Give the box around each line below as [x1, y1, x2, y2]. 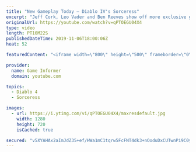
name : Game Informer [11, 68, 61, 74]
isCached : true [16, 127, 54, 133]
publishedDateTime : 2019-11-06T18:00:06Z [6, 36, 108, 42]
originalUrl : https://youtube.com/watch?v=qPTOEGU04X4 [6, 19, 142, 25]
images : [6, 105, 25, 111]
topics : [6, 84, 25, 89]
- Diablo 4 [11, 89, 38, 95]
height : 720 [16, 121, 45, 127]
